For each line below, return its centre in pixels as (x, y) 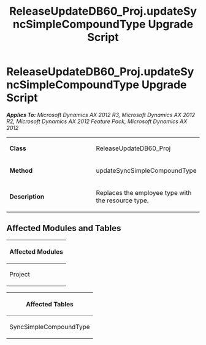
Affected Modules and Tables (64, 228)
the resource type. (122, 200)
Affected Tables (50, 304)
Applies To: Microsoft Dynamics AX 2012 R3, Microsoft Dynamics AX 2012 (101, 115)
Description (27, 196)
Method (21, 170)
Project (20, 274)
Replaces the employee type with (144, 192)
